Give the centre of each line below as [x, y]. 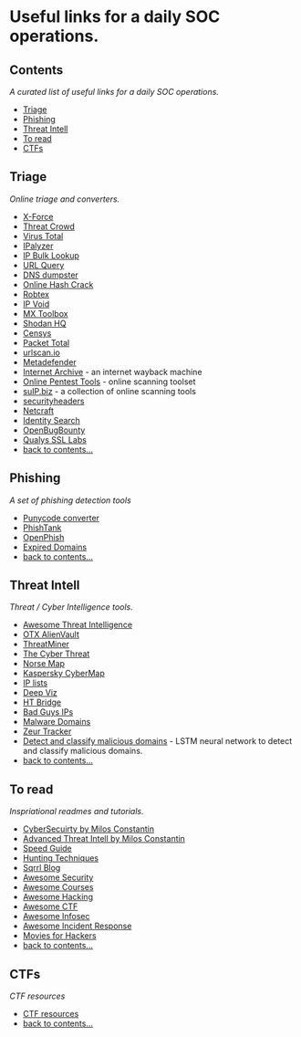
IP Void [36, 304]
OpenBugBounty [54, 430]
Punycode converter [61, 518]
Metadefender [50, 361]
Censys [37, 333]
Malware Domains [57, 722]
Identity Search [51, 420]
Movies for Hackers [60, 936]
